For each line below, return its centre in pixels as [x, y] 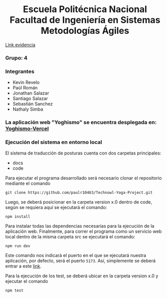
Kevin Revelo [26, 82]
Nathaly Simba [28, 109]
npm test [14, 291]
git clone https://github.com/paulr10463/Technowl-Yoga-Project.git [79, 193]
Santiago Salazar [30, 98]
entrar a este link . [24, 266]
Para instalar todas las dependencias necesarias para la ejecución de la [80, 226]
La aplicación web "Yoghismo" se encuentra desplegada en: [81, 122]
